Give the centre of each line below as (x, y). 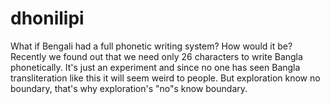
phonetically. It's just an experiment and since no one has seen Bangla (155, 67)
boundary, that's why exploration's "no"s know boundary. (129, 88)
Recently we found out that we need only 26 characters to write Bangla (156, 56)
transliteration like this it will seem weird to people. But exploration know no (165, 78)
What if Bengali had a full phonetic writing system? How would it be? (151, 46)
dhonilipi (47, 18)
